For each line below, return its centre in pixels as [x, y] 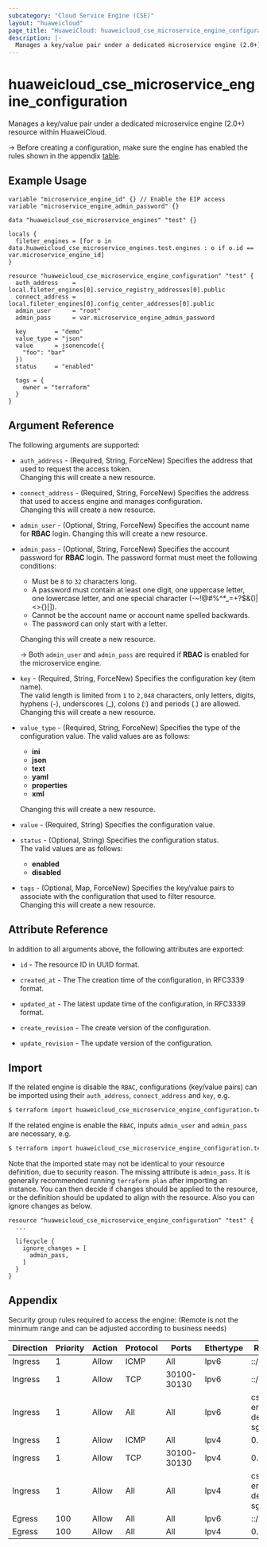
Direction [30, 1348]
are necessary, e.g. [40, 1134]
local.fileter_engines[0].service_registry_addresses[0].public [117, 290]
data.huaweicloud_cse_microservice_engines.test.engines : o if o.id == [131, 248]
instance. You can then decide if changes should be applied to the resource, [133, 1189]
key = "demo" [49, 331]
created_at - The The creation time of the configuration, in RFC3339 [132, 979]
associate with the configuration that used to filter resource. [118, 896]
